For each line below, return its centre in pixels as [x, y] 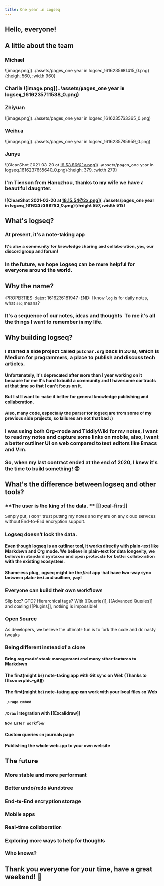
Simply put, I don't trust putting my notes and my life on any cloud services [81, 516]
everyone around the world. [39, 270]
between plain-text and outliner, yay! [43, 578]
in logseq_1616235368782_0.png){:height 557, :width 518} [65, 206]
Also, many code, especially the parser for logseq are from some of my [78, 413]
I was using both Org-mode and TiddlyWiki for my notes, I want [81, 431]
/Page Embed [19, 702]
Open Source [21, 619]
